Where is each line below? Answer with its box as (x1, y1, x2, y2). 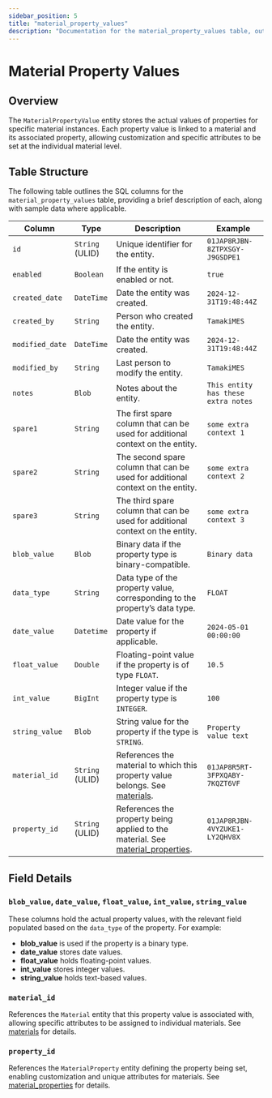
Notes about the (116, 383, 178, 394)
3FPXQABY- (206, 771, 245, 780)
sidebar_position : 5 (8, 11, 79, 20)
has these (206, 388, 245, 398)
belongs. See (116, 780, 166, 791)
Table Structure (8, 165, 89, 178)
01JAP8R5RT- (206, 763, 253, 772)
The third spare (116, 495, 175, 507)
